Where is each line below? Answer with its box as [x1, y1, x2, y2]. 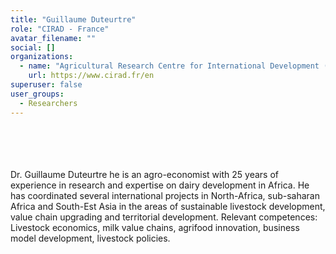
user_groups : [10, 89, 65, 99]
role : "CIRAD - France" [10, 24, 110, 34]
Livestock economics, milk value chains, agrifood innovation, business [10, 221, 300, 233]
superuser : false [10, 80, 83, 90]
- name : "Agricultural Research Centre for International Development [19, 61, 320, 71]
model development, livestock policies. [10, 232, 171, 244]
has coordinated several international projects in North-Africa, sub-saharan [10, 189, 320, 201]
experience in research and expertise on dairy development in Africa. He [10, 179, 310, 191]
